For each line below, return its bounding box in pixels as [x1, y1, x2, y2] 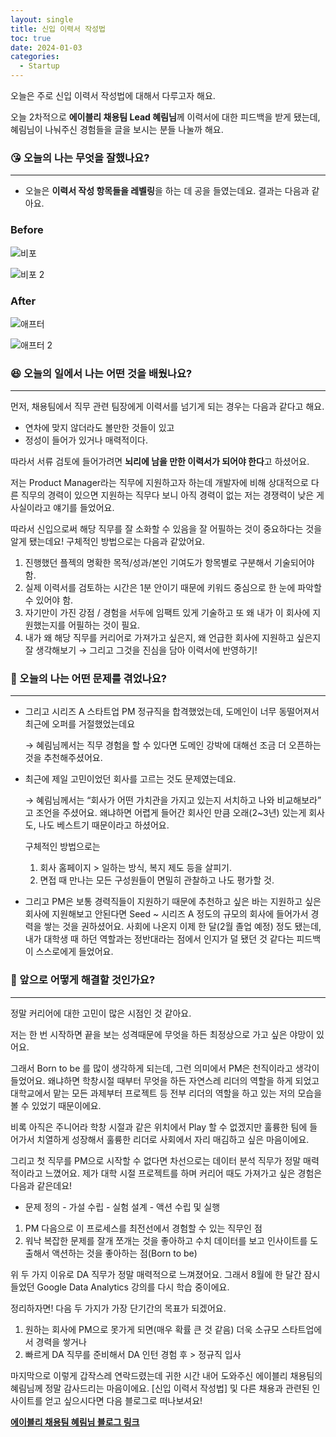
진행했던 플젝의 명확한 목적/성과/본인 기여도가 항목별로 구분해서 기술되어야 [24, 557, 315, 569]
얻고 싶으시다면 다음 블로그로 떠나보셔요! [44, 1394, 203, 1406]
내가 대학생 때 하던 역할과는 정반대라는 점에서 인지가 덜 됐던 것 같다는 [24, 933, 295, 945]
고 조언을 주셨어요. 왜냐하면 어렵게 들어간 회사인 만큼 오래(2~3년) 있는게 [24, 807, 307, 819]
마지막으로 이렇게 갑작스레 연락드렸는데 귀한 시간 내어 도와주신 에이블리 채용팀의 [10, 1369, 323, 1381]
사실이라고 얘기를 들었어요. [10, 502, 115, 514]
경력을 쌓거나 [35, 1336, 87, 1348]
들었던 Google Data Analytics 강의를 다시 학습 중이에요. [10, 1281, 230, 1293]
